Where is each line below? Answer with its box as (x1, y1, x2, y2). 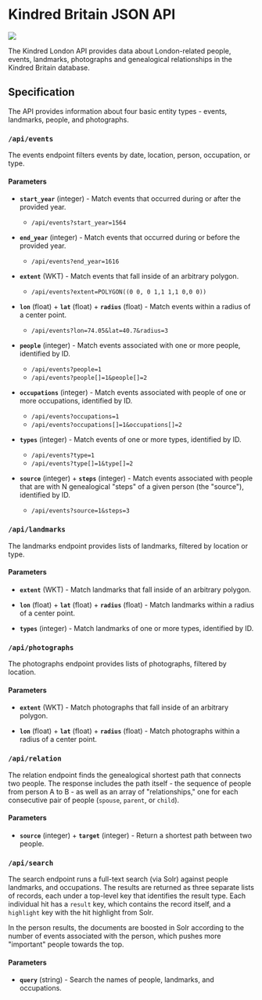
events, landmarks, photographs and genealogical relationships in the (8, 54, 233, 64)
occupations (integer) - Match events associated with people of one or (19, 388, 246, 397)
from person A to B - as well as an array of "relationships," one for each (8, 786, 239, 796)
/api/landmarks (8, 525, 66, 535)
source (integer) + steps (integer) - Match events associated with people (19, 473, 253, 484)
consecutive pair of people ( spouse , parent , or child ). (8, 795, 180, 805)
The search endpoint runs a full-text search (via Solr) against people (8, 874, 228, 884)
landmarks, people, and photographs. (8, 115, 129, 124)
